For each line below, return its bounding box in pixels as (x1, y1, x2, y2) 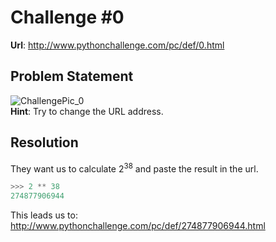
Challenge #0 (10, 6, 125, 29)
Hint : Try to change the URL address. (10, 105, 164, 117)
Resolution (10, 134, 79, 151)
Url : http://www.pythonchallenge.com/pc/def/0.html (10, 39, 225, 51)
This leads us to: (10, 209, 78, 221)
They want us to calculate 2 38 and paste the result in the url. (10, 161, 259, 175)
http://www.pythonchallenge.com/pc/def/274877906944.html (10, 219, 266, 231)
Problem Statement (10, 68, 134, 85)
